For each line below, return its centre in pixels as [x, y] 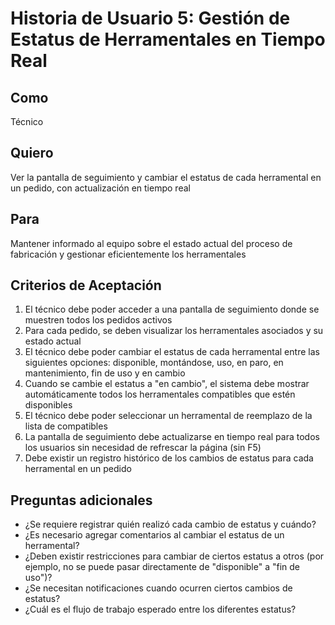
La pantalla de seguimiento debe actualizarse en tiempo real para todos [172, 437]
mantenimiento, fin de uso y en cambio [105, 373]
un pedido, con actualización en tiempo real [100, 188]
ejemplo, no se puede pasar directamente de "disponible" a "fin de [162, 567]
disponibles [48, 405]
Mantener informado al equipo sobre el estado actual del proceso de [151, 243]
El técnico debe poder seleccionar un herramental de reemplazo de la [168, 416]
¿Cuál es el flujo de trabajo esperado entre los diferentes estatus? [160, 609]
